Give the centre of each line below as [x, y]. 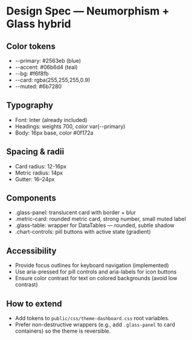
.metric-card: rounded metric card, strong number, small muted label [100, 219]
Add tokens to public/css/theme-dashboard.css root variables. [92, 318]
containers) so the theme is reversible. [63, 331]
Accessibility [31, 251]
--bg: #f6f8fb [32, 73]
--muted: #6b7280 [38, 86]
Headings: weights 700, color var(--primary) [70, 126]
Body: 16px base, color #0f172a [54, 133]
